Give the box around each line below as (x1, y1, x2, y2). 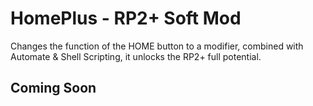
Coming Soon (10, 80, 97, 97)
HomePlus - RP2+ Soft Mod (10, 7, 242, 30)
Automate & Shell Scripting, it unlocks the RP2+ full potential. (10, 50, 262, 62)
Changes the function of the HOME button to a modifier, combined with (10, 40, 304, 52)
